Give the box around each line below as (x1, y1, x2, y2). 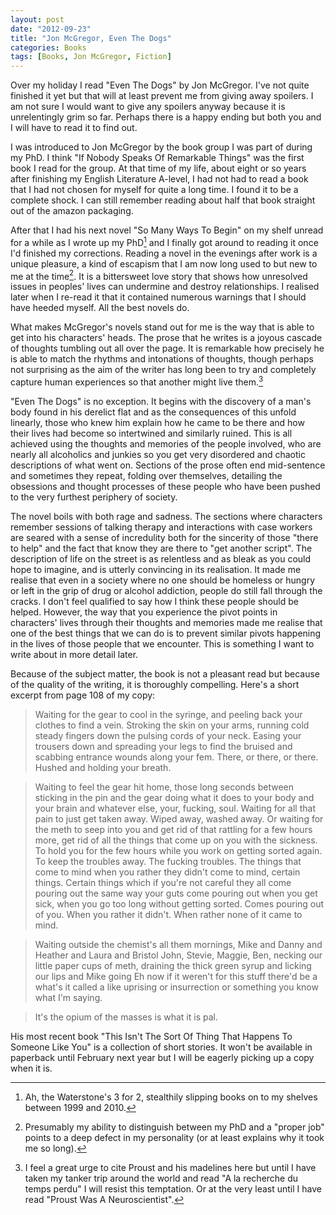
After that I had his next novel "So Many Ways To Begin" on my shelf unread (10, 224, 324, 236)
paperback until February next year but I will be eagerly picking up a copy (10, 1052, 315, 1064)
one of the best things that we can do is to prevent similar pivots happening (10, 627, 322, 640)
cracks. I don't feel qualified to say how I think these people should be (10, 596, 299, 608)
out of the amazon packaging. (10, 205, 134, 217)
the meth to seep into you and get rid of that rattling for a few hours (34, 824, 313, 836)
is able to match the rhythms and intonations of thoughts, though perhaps (10, 353, 314, 365)
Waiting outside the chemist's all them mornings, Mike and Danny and (34, 939, 323, 951)
